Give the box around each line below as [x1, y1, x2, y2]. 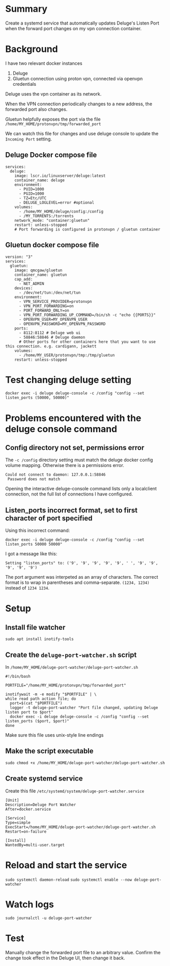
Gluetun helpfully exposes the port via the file [5, 116, 101, 122]
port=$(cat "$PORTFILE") [10, 701, 63, 706]
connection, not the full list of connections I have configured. [5, 491, 133, 497]
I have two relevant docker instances [5, 60, 82, 66]
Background [5, 43, 58, 55]
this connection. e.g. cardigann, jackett [5, 343, 97, 349]
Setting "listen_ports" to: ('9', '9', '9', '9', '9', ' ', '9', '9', [5, 560, 158, 566]
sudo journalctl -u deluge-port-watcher [5, 915, 93, 921]
